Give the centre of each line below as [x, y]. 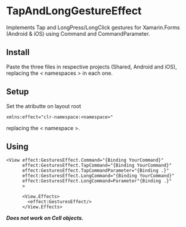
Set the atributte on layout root [44, 106]
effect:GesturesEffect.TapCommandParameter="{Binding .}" [95, 171]
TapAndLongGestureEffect [74, 11]
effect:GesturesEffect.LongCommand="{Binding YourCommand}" [98, 176]
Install [18, 53]
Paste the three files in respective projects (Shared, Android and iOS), [92, 67]
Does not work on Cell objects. [45, 218]
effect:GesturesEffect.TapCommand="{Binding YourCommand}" [97, 165]
